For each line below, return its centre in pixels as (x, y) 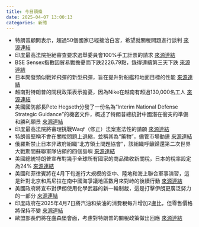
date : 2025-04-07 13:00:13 (39, 17)
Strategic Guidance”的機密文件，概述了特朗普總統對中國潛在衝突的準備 (101, 114)
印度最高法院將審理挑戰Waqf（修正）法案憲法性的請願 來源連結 (92, 129)
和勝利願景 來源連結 (39, 122)
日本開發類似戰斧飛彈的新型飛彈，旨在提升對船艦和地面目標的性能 (95, 77)
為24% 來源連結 (34, 166)
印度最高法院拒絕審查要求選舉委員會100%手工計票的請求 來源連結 (95, 55)
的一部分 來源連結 (36, 196)
